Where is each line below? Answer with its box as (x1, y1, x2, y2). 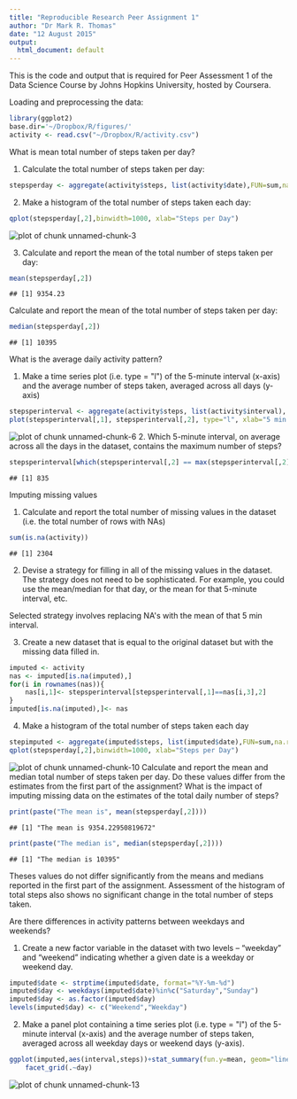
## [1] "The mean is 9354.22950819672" (9, 823, 156, 832)
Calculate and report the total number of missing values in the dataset (21, 506, 277, 517)
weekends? (9, 925, 51, 936)
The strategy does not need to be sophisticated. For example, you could (21, 573, 285, 585)
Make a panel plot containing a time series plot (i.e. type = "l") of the (21, 1019, 271, 1029)
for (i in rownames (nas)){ (9, 680, 104, 689)
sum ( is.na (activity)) (9, 533, 89, 542)
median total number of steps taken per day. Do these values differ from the (9, 771, 286, 782)
